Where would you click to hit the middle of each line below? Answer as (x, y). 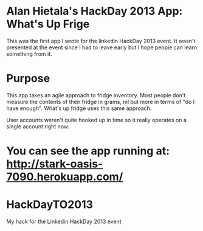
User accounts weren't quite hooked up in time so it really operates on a (97, 120)
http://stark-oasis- (55, 164)
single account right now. (38, 126)
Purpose (28, 79)
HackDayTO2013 (50, 205)
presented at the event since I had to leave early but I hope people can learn (102, 47)
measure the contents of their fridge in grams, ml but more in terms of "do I (101, 102)
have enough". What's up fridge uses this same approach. (79, 108)
